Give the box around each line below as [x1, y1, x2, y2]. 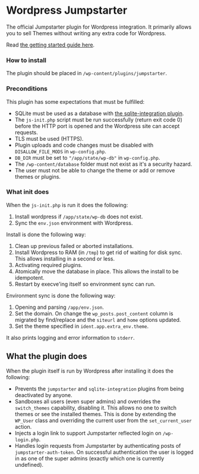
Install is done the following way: [6, 231, 86, 238]
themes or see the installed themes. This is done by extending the [14, 410, 176, 417]
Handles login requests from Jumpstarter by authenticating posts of [14, 442, 181, 449]
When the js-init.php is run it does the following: [6, 201, 128, 209]
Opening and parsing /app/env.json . [14, 303, 104, 311]
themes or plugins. [14, 173, 61, 180]
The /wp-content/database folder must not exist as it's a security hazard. [14, 160, 192, 168]
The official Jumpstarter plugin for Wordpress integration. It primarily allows [6, 23, 192, 30]
